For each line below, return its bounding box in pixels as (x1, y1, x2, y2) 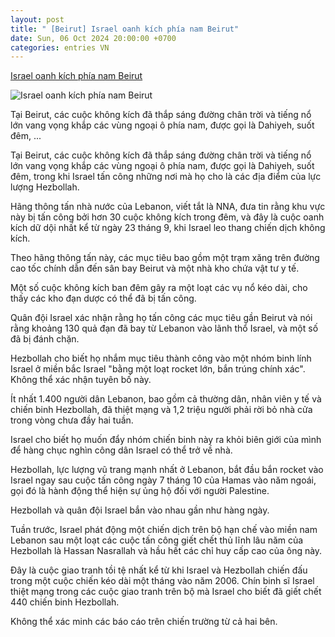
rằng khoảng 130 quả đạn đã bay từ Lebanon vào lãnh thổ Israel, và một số (10, 322, 319, 335)
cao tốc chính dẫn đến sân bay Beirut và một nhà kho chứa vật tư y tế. (10, 262, 300, 275)
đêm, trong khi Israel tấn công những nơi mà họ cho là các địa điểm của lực (10, 171, 322, 183)
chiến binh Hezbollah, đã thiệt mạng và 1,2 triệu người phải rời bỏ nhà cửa (10, 404, 313, 416)
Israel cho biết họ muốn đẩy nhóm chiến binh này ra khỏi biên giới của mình (10, 434, 322, 446)
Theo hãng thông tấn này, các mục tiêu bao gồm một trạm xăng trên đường (10, 252, 320, 264)
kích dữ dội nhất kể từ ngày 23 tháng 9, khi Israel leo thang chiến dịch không (10, 222, 326, 234)
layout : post (10, 14, 65, 25)
